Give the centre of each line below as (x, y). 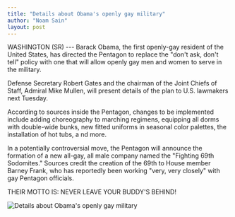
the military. (24, 70)
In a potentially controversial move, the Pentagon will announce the (105, 148)
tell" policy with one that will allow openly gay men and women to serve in (115, 62)
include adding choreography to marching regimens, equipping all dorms (113, 119)
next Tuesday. (28, 98)
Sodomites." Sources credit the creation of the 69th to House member (109, 163)
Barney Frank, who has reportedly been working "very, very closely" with (114, 171)
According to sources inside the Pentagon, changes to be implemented (110, 112)
